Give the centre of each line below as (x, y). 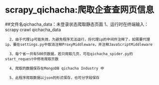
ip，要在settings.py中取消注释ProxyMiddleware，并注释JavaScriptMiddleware (79, 44)
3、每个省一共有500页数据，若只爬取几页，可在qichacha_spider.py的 (71, 54)
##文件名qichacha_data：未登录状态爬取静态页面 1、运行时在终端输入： (77, 24)
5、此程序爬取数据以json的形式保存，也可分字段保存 (55, 78)
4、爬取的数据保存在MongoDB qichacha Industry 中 (57, 68)
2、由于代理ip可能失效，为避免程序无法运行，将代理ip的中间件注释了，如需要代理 (80, 39)
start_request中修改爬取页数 (32, 59)
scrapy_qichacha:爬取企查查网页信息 (79, 10)
